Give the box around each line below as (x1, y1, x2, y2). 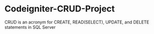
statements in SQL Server (4, 24, 56, 30)
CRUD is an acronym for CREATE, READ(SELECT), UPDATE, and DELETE (4, 19, 150, 25)
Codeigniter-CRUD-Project (4, 3, 115, 14)
